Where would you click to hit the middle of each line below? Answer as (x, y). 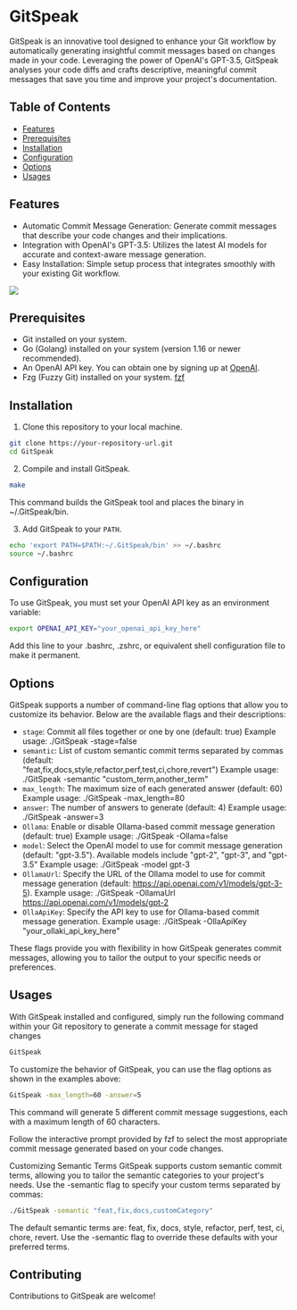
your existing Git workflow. (71, 273)
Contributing (45, 1274)
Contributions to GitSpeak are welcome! (82, 1296)
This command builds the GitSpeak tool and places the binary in (127, 502)
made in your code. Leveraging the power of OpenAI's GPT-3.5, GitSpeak (144, 60)
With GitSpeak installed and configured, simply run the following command (147, 1016)
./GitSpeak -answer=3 (63, 817)
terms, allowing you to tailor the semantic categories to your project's (137, 1175)
